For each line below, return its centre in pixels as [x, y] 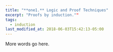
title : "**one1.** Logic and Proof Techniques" [57, 10]
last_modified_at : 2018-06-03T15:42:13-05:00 [54, 29]
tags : [11, 20]
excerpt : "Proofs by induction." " [42, 15]
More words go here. [27, 44]
